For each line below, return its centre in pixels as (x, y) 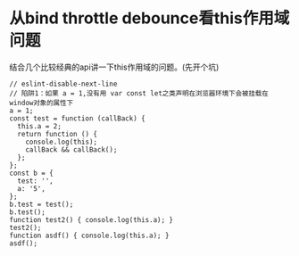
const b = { (31, 173)
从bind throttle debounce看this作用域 (149, 18)
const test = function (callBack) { (77, 118)
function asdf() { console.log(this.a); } (89, 235)
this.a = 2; (40, 126)
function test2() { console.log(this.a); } (91, 219)
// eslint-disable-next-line (63, 84)
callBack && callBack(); (71, 149)
